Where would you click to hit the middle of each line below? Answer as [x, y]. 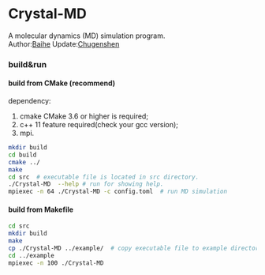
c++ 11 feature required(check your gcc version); [99, 125]
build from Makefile [41, 209]
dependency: [30, 101]
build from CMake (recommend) [62, 83]
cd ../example [32, 255]
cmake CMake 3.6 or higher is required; [84, 116]
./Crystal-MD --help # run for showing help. [86, 184]
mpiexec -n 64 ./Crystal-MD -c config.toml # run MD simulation [118, 192]
